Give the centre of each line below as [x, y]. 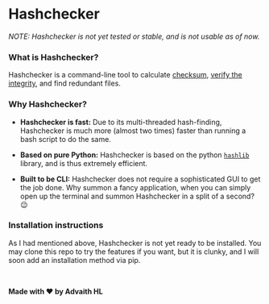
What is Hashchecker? [54, 57]
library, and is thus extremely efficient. [83, 163]
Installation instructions [56, 225]
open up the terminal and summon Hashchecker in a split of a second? [137, 196]
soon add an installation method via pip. [74, 260]
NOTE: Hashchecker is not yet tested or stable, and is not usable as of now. [134, 36]
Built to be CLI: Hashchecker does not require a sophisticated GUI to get [140, 179]
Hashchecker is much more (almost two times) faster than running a [133, 131]
